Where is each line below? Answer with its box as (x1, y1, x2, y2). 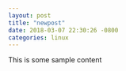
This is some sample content (8, 55, 102, 65)
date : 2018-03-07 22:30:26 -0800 (8, 26, 119, 34)
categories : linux (8, 33, 69, 42)
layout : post (8, 11, 52, 20)
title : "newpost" (8, 19, 66, 27)
